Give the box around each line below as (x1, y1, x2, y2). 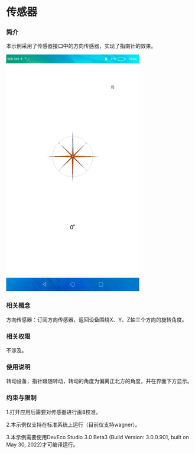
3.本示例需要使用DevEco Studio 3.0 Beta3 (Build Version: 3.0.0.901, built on (6, 433, 189, 440)
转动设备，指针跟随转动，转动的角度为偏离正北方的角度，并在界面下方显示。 (6, 378, 193, 385)
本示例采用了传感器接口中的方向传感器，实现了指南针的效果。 (6, 43, 157, 50)
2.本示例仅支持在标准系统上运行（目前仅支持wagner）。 (6, 421, 141, 428)
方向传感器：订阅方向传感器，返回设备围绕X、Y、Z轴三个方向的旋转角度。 (6, 316, 187, 323)
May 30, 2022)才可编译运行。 (6, 441, 79, 448)
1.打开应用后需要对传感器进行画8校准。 (6, 408, 102, 416)
